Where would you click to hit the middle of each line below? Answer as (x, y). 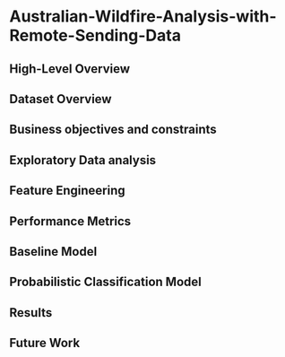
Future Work (45, 343)
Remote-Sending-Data (95, 35)
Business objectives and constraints (113, 130)
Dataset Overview (60, 99)
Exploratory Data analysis (83, 160)
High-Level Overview (70, 69)
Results (31, 313)
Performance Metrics (70, 221)
